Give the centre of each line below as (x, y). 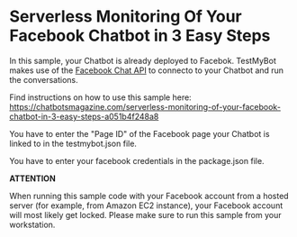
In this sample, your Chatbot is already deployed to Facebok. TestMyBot (143, 60)
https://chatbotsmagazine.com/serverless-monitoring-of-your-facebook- (145, 106)
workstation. (32, 224)
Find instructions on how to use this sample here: (100, 97)
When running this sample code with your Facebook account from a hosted (149, 196)
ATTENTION (32, 178)
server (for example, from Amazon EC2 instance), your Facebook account (146, 205)
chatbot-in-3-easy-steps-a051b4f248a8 (84, 116)
